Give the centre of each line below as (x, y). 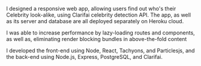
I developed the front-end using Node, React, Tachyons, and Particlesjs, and (100, 51)
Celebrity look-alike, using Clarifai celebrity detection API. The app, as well (98, 15)
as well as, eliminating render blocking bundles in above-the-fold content (97, 39)
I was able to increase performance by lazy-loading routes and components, (100, 33)
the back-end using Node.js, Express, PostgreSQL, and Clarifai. (85, 57)
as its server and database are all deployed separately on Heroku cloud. (95, 21)
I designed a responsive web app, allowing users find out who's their (91, 9)
